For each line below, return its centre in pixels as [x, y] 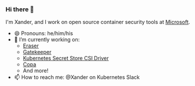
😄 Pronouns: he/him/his [43, 33]
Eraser [31, 46]
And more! [35, 71]
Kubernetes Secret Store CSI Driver [66, 59]
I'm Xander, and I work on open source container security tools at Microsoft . [98, 22]
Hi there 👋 [20, 9]
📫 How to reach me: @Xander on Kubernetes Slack [77, 77]
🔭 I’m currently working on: [47, 40]
